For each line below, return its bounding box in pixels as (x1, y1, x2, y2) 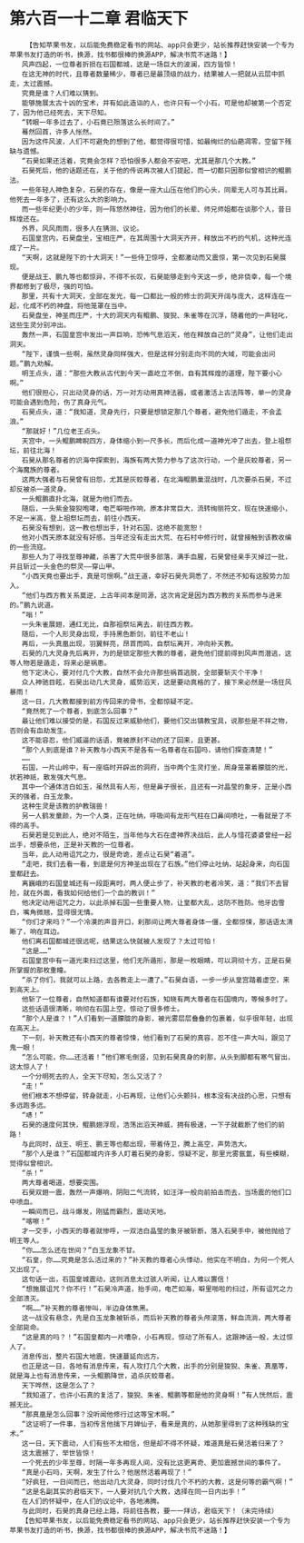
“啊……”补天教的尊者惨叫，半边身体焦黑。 (21, 1303, 153, 1313)
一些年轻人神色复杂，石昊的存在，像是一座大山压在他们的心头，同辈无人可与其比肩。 (21, 185, 292, 194)
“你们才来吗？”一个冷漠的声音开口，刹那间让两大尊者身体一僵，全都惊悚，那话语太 (21, 917, 287, 927)
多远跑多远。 (9, 1100, 51, 1110)
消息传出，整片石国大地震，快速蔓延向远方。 (21, 1351, 164, 1361)
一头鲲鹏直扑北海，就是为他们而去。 (21, 494, 137, 503)
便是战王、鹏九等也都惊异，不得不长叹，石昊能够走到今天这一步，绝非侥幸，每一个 (21, 272, 286, 282)
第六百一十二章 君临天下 (9, 8, 189, 29)
